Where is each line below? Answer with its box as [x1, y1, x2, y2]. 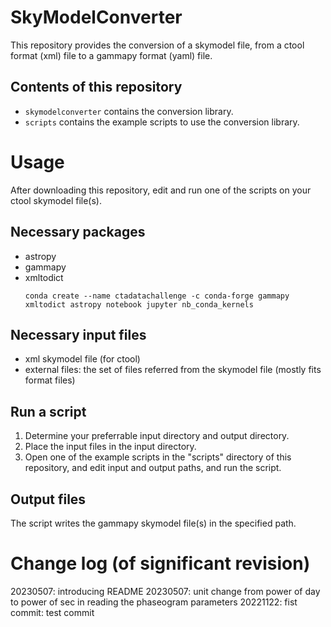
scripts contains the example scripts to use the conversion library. [24, 116, 300, 128]
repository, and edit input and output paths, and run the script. [24, 462, 282, 474]
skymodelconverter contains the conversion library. [24, 105, 234, 117]
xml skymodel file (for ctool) [24, 353, 141, 365]
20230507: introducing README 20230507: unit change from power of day [10, 585, 321, 597]
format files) [24, 374, 76, 386]
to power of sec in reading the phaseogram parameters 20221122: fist [10, 596, 298, 608]
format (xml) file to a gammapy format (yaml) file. [10, 49, 213, 61]
